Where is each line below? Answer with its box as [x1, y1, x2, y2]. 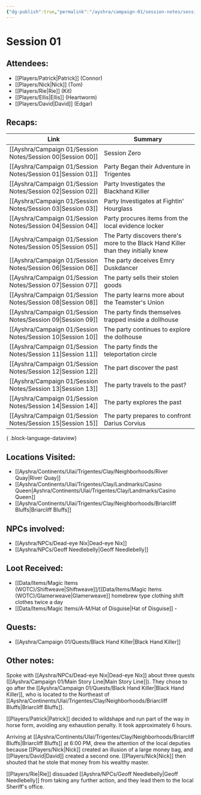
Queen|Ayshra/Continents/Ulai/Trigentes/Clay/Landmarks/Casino [14, 487, 176, 494]
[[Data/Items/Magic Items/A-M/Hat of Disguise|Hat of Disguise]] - [14, 605, 178, 612]
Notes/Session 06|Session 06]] [9, 264, 98, 272]
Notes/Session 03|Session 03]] [9, 205, 98, 213]
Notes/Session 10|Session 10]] [9, 333, 98, 341]
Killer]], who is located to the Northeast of [6, 691, 109, 698]
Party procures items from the [103, 214, 188, 223]
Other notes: [6, 656, 54, 666]
